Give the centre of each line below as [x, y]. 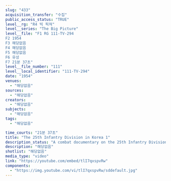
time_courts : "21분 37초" [32, 133]
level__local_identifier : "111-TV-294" [48, 72]
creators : [16, 100]
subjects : [16, 109]
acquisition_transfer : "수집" [36, 15]
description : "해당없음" [30, 147]
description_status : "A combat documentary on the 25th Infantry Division [86, 142]
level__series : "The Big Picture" [42, 29]
